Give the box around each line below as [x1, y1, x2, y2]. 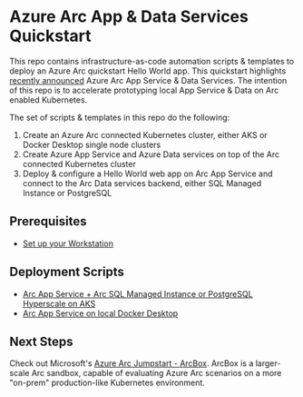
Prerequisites [9, 213, 87, 229]
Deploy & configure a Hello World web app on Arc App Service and [22, 168, 273, 179]
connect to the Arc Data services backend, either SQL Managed [22, 177, 262, 188]
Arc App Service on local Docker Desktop [22, 307, 179, 319]
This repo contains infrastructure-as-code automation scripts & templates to [9, 55, 295, 66]
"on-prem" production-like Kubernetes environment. [9, 377, 206, 388]
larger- [255, 358, 281, 369]
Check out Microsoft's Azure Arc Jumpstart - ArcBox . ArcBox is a [9, 358, 254, 369]
